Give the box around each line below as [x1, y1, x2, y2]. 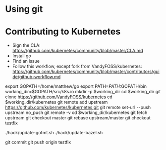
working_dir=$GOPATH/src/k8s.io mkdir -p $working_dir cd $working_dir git [5, 89, 161, 95]
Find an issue [12, 58, 40, 64]
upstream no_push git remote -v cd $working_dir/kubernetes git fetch [5, 110, 148, 115]
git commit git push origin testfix [5, 139, 71, 145]
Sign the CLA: [12, 42, 41, 48]
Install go [12, 53, 31, 59]
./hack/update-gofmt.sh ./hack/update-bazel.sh [5, 130, 103, 136]
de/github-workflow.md [12, 74, 61, 80]
